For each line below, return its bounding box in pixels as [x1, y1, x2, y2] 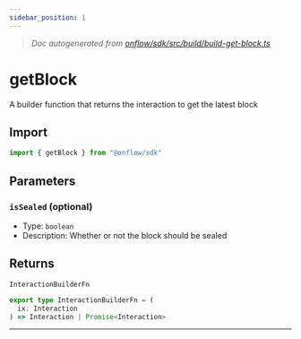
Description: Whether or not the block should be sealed [21, 230, 228, 240]
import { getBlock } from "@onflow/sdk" [9, 149, 163, 158]
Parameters [9, 173, 76, 188]
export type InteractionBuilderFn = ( [9, 295, 154, 305]
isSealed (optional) [9, 200, 93, 213]
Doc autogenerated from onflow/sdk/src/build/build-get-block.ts [30, 38, 271, 48]
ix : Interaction [17, 304, 78, 313]
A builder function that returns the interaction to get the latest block [9, 99, 258, 109]
